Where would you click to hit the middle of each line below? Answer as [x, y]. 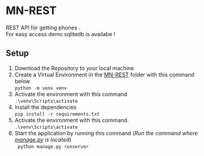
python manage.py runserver [53, 147]
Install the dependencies [46, 107]
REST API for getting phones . [43, 28]
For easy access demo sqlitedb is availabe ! [60, 34]
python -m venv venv [41, 88]
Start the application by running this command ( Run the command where [106, 133]
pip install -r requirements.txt [57, 114]
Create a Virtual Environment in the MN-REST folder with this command [104, 75]
